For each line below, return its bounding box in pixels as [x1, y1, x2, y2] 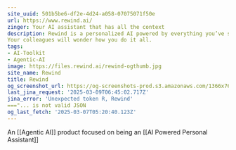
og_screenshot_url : [7, 82, 65, 89]
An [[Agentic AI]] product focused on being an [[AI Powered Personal [7, 127, 208, 136]
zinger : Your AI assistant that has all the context [7, 23, 165, 30]
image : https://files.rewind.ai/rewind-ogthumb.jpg [7, 63, 162, 70]
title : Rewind [7, 75, 49, 83]
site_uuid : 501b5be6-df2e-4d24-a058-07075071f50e [7, 10, 156, 18]
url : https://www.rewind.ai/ [7, 17, 93, 24]
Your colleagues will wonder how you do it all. [7, 37, 152, 44]
